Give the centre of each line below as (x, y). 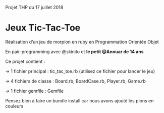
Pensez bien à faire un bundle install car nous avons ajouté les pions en (79, 100)
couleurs (14, 106)
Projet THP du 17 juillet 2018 (34, 7)
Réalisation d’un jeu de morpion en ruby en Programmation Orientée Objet (82, 42)
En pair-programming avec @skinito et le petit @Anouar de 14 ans (74, 51)
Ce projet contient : (25, 61)
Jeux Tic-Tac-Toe (43, 28)
